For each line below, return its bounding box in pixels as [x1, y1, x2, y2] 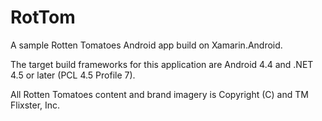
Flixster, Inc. [10, 99, 61, 111]
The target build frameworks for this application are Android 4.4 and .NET [10, 58, 314, 70]
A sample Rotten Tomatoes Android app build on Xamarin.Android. [10, 39, 283, 51]
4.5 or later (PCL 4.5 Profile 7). [10, 69, 136, 81]
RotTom [10, 6, 76, 29]
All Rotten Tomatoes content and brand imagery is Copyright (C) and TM [10, 88, 309, 100]
